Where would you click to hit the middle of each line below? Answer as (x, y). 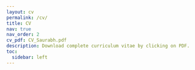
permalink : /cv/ (27, 18)
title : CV (19, 23)
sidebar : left (30, 57)
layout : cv (20, 12)
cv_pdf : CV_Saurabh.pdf (37, 40)
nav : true (19, 29)
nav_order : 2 (23, 35)
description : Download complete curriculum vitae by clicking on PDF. (98, 46)
